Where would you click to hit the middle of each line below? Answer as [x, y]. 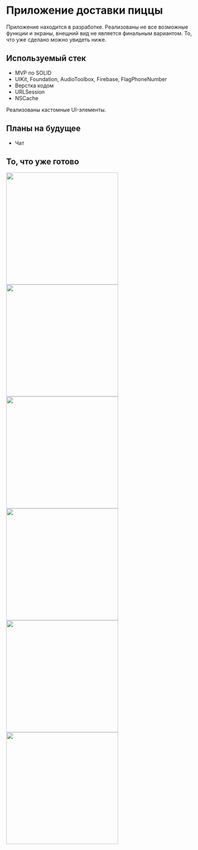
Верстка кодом [34, 85]
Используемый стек [46, 58]
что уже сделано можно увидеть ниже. [56, 39]
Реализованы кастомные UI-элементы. [56, 110]
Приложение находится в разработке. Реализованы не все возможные [98, 27]
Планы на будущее [44, 129]
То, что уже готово [43, 161]
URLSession [30, 92]
